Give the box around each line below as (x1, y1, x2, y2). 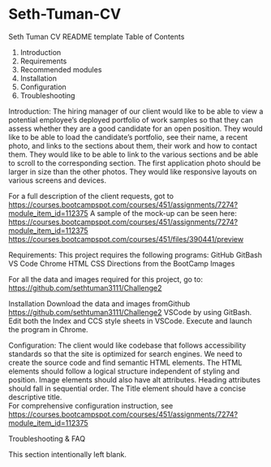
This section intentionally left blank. (8, 449, 127, 459)
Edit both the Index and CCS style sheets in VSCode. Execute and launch (8, 316, 253, 326)
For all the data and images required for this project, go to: (8, 274, 203, 284)
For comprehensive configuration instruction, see (8, 400, 174, 410)
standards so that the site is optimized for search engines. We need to (8, 348, 243, 358)
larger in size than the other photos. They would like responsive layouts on (8, 166, 257, 176)
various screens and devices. (8, 175, 107, 185)
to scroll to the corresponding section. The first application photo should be (8, 158, 261, 167)
